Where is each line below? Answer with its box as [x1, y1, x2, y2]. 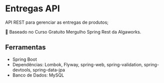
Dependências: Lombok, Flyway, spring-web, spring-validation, [12, 61, 143, 67]
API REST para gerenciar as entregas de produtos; [5, 19, 109, 25]
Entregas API [5, 3, 60, 14]
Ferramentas [5, 43, 46, 52]
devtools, [12, 67, 32, 73]
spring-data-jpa [32, 67, 65, 73]
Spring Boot [12, 56, 37, 62]
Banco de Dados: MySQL [12, 72, 64, 78]
